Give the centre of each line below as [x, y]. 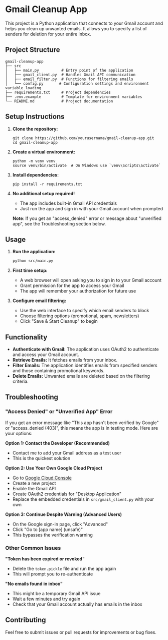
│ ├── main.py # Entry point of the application [69, 70]
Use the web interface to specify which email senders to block [85, 311]
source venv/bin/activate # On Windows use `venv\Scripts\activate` [87, 165]
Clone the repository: [35, 129]
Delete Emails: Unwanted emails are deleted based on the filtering [81, 376]
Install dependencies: [36, 174]
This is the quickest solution [41, 458]
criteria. [20, 381]
